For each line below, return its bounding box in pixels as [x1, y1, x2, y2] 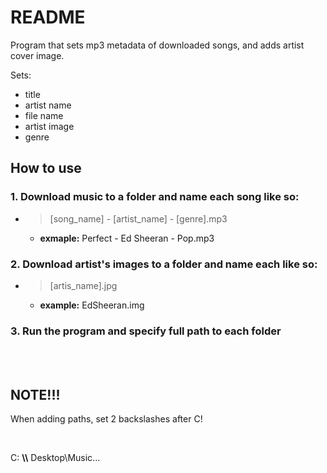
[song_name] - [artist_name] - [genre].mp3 [49, 212, 228, 225]
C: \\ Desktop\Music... [10, 452, 101, 464]
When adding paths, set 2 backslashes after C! [10, 413, 203, 425]
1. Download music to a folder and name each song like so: [10, 190, 300, 204]
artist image [24, 120, 75, 132]
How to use [10, 160, 82, 177]
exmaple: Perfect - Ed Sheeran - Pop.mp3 [39, 232, 215, 244]
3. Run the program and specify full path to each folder [10, 324, 282, 338]
